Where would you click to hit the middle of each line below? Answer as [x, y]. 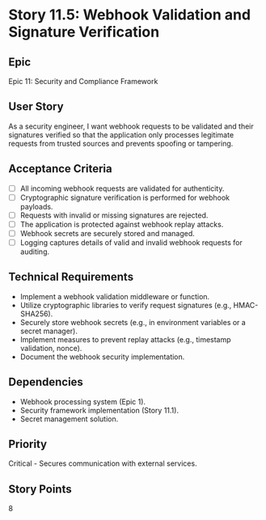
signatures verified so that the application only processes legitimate [121, 134]
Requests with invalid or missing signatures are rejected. [114, 215]
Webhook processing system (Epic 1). [83, 401]
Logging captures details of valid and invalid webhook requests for [131, 242]
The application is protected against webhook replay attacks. [122, 224]
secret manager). [49, 331]
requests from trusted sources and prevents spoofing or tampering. [121, 143]
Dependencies [46, 382]
